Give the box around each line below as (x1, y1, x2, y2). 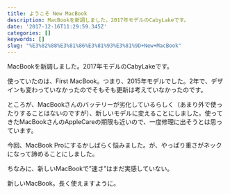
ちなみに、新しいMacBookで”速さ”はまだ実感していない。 (7, 164, 174, 173)
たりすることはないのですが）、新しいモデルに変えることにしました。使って (7, 109, 223, 117)
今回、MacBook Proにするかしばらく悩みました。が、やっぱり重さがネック (7, 141, 222, 149)
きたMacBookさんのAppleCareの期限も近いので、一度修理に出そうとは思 (7, 118, 217, 125)
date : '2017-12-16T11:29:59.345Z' (7, 23, 108, 30)
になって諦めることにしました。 (7, 150, 99, 158)
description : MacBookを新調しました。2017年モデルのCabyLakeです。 (7, 17, 190, 24)
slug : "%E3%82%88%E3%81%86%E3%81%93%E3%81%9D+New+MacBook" (7, 42, 182, 49)
